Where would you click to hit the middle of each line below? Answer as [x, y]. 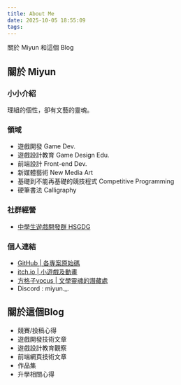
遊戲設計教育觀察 [42, 348]
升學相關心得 [36, 374]
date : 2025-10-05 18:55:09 [46, 20]
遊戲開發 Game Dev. [46, 146]
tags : [15, 27]
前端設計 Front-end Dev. [52, 164]
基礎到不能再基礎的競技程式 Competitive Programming [96, 181]
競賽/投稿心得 [37, 330]
